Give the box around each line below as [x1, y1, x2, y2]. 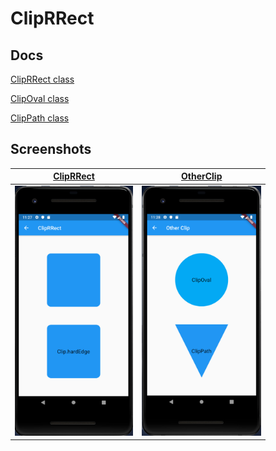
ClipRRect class [10, 73, 75, 85]
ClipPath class [10, 112, 70, 124]
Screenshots [10, 141, 92, 158]
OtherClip [181, 170, 223, 182]
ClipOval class [10, 93, 70, 104]
